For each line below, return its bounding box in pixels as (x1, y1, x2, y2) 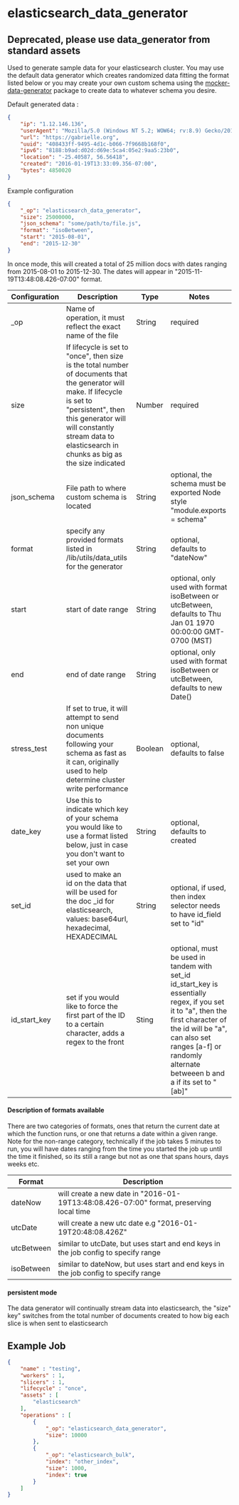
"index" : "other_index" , (45, 1458, 119, 1466)
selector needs (170, 901, 221, 911)
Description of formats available (7, 1106, 105, 1115)
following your (66, 739, 114, 749)
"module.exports (170, 505, 226, 515)
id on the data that (66, 878, 127, 888)
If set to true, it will (66, 703, 128, 713)
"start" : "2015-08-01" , (20, 233, 91, 240)
